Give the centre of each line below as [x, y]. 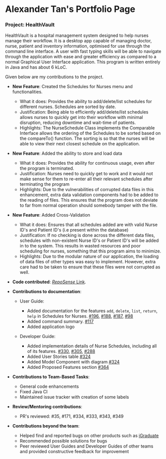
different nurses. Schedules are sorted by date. [68, 107]
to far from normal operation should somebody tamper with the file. [88, 206]
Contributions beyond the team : [46, 426]
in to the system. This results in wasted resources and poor [80, 246]
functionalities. [28, 92]
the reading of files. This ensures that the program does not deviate [89, 200]
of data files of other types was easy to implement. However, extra [88, 262]
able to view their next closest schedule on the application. [80, 144]
